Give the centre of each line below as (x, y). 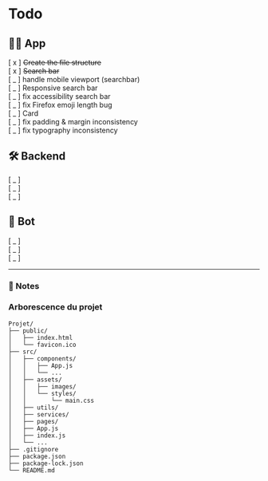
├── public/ (28, 331)
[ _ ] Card (24, 113)
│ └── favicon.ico (43, 345)
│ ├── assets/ (35, 380)
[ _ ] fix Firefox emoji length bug (61, 105)
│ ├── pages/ (33, 421)
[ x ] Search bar (34, 71)
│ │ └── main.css (51, 400)
